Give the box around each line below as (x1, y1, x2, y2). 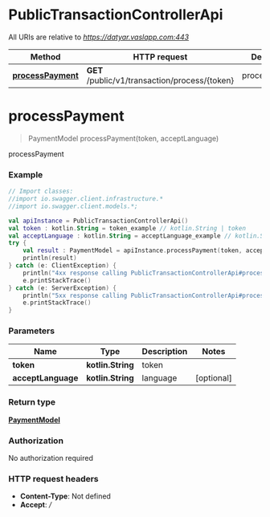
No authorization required (8, 454, 94, 463)
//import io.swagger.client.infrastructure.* (8, 195, 163, 203)
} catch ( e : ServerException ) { (8, 283, 117, 292)
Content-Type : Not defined (19, 491, 111, 501)
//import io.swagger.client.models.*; (8, 202, 138, 210)
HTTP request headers (8, 473, 99, 484)
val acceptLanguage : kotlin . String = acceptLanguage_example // (8, 231, 231, 240)
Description (141, 346, 188, 357)
